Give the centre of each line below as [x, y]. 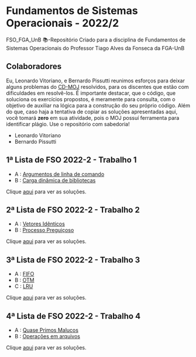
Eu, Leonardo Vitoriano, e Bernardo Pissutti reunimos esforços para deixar [96, 81]
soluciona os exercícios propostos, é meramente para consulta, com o [91, 99]
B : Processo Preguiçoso [44, 230]
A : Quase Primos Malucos [47, 330]
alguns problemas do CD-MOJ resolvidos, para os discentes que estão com [97, 86]
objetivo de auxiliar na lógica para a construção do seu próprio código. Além [98, 105]
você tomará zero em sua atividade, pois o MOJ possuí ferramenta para [93, 117]
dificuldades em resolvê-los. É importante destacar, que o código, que [91, 93]
